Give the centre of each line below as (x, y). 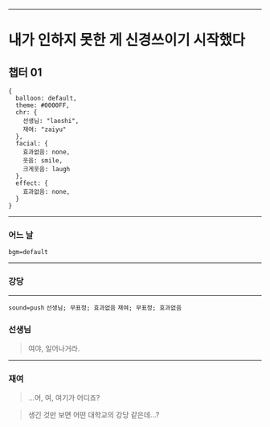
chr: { (27, 113)
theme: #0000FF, (43, 105)
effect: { (32, 183)
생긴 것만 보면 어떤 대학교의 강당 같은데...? (94, 415)
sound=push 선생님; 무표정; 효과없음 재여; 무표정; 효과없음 (95, 308)
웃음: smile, (43, 161)
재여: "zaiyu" (45, 129)
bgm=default (28, 253)
